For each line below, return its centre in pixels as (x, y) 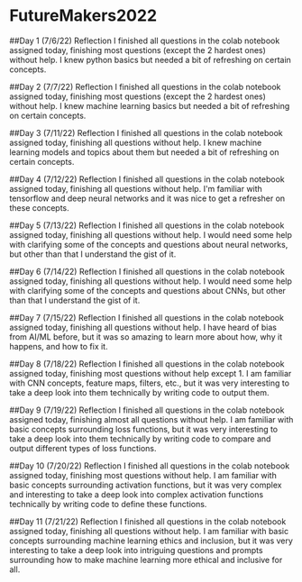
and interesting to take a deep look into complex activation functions (137, 494)
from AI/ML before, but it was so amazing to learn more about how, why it (146, 336)
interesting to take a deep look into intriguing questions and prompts (136, 550)
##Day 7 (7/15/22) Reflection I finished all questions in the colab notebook (146, 317)
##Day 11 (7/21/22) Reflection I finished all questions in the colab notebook (148, 521)
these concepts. (39, 207)
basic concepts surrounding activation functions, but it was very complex (146, 485)
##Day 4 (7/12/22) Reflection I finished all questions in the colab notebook (147, 179)
